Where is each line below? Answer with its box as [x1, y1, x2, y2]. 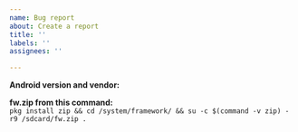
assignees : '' [9, 47, 63, 56]
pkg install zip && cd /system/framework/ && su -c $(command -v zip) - [9, 107, 290, 116]
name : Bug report [9, 13, 75, 23]
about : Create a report [9, 22, 100, 31]
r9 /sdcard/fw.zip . [9, 115, 88, 124]
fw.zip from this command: [9, 97, 113, 108]
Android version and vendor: [9, 80, 120, 90]
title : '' [9, 30, 47, 39]
